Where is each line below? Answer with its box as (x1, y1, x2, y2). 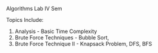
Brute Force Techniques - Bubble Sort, (14, 34, 109, 41)
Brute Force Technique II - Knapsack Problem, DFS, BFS (14, 41, 153, 47)
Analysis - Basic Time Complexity (14, 28, 97, 35)
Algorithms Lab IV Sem (6, 5, 62, 12)
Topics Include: (6, 16, 44, 23)
